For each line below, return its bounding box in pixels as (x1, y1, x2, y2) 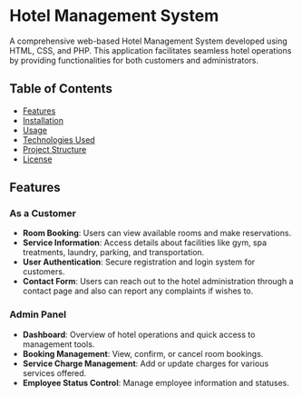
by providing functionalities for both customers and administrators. (9, 55, 259, 65)
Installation (22, 114, 64, 125)
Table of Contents (9, 81, 113, 96)
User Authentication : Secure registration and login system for (22, 256, 256, 268)
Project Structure (22, 144, 87, 154)
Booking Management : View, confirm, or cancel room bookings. (22, 348, 264, 359)
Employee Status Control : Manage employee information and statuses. (22, 377, 290, 388)
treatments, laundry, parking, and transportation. (22, 247, 205, 258)
